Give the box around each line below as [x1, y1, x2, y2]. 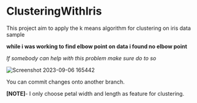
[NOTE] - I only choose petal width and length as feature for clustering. [6, 90, 185, 97]
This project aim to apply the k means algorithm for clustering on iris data [6, 24, 191, 32]
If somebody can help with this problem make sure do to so [6, 54, 157, 62]
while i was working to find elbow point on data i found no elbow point [6, 43, 188, 50]
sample [6, 30, 25, 38]
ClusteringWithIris [6, 4, 102, 18]
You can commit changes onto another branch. [6, 78, 125, 85]
